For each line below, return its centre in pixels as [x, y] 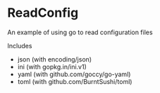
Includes [20, 45]
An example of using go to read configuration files [80, 32]
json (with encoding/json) [55, 59]
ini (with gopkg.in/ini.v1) [52, 66]
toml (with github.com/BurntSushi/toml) [75, 81]
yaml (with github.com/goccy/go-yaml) [74, 74]
